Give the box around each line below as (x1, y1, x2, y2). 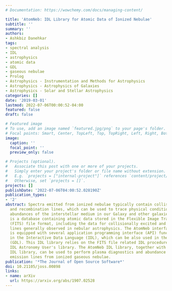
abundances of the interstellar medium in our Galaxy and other (10, 211, 150, 217)
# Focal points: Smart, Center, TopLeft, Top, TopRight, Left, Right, (5, 131, 159, 136)
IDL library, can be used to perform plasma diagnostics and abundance (10, 250, 166, 255)
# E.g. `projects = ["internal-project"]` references (5, 173, 127, 178)
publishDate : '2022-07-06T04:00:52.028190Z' (5, 188, 102, 193)
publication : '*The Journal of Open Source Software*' (5, 259, 125, 264)
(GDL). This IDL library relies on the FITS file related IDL (10, 240, 145, 245)
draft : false (5, 112, 33, 117)
